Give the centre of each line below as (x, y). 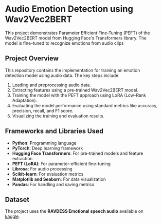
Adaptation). (25, 100)
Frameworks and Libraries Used (54, 131)
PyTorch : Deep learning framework (47, 148)
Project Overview (32, 59)
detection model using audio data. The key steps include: (63, 75)
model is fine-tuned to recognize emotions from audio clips (64, 43)
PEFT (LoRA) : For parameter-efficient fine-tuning (61, 164)
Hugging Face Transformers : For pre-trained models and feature (78, 153)
